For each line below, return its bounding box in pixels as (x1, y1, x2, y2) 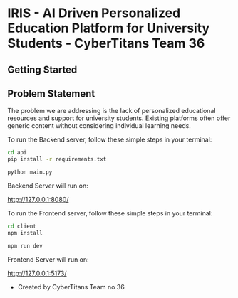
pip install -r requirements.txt (7, 156, 107, 163)
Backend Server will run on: (7, 181, 88, 190)
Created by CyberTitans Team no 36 (17, 282, 125, 291)
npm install (7, 229, 43, 236)
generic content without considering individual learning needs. (7, 122, 191, 130)
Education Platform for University (7, 20, 210, 36)
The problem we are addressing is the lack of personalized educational (7, 107, 216, 115)
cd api (7, 149, 27, 156)
